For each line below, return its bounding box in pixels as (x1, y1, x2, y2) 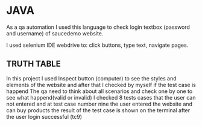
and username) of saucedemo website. (6, 29, 104, 37)
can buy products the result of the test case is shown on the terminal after (6, 106, 191, 114)
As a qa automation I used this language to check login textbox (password (6, 23, 190, 31)
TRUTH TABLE (6, 59, 62, 69)
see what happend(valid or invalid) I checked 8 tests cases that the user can (6, 94, 196, 101)
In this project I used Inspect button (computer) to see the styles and (6, 74, 177, 82)
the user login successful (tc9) (6, 113, 83, 120)
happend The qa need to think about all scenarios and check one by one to (6, 88, 193, 95)
